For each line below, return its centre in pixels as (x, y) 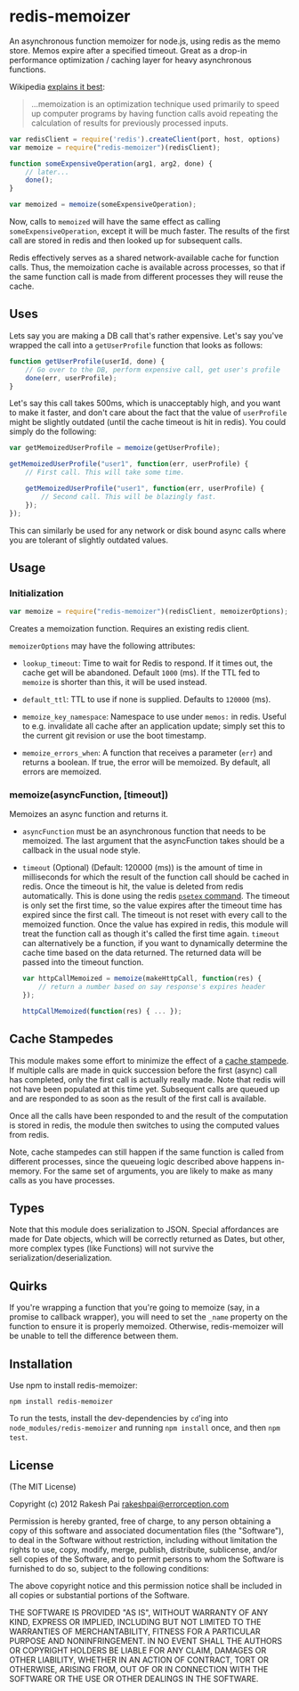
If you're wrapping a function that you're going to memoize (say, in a (135, 1308)
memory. (25, 1171)
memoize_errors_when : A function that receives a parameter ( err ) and (147, 753)
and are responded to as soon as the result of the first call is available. (138, 1099)
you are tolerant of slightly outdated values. (89, 540)
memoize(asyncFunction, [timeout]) (89, 795)
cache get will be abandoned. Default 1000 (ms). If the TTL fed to (141, 673)
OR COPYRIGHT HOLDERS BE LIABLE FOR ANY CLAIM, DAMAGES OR (138, 1650)
